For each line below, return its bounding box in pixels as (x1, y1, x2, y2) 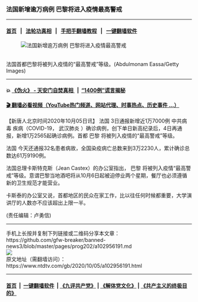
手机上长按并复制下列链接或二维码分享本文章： (6, 230, 120, 237)
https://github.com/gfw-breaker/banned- (6, 237, 106, 244)
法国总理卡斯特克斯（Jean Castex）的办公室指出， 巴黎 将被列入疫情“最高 (6, 165, 186, 172)
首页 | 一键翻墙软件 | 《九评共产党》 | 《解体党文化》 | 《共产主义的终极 (6, 282, 183, 289)
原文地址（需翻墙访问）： (6, 255, 66, 263)
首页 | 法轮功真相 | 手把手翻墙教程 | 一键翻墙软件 (6, 27, 137, 34)
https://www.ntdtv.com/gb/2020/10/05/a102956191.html (6, 262, 143, 270)
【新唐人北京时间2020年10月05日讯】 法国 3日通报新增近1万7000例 (6, 117, 170, 124)
